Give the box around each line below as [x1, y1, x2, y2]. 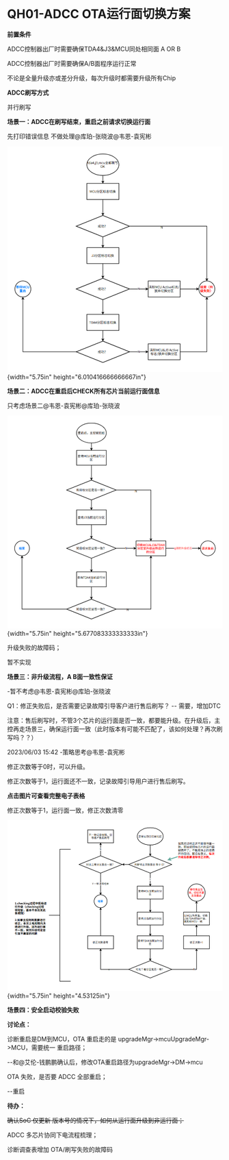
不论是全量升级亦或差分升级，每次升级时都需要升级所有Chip [7, 73, 176, 82]
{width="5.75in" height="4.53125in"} [7, 991, 111, 1000]
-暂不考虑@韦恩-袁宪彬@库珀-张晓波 [7, 687, 111, 695]
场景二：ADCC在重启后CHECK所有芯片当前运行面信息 [7, 386, 161, 395]
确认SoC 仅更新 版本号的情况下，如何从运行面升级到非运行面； [7, 1116, 185, 1124]
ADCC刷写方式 [7, 88, 49, 97]
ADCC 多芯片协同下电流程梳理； [7, 1131, 98, 1139]
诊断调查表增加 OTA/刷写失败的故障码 [7, 1146, 113, 1154]
